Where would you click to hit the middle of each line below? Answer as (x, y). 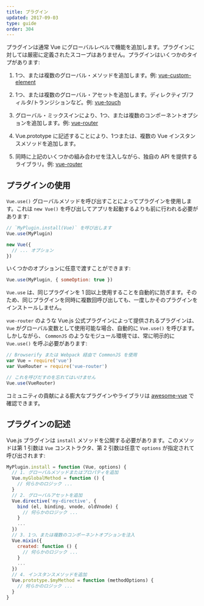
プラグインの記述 (38, 424)
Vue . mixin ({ (27, 541)
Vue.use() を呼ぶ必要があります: (47, 344)
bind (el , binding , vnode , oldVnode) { (68, 507)
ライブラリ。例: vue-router (49, 164)
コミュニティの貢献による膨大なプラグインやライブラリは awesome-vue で (100, 395)
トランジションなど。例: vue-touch (77, 103)
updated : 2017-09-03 (33, 18)
